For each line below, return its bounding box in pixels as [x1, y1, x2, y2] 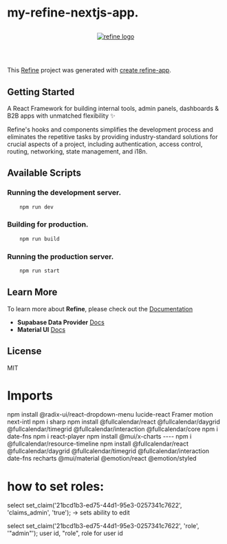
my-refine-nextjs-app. [7, 5, 139, 21]
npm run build [19, 236, 60, 242]
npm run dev [19, 203, 54, 211]
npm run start [19, 267, 60, 275]
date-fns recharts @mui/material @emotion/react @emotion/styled [7, 454, 197, 463]
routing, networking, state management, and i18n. [7, 147, 148, 156]
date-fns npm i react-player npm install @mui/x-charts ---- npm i [7, 432, 192, 441]
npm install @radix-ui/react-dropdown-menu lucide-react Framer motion [7, 410, 213, 419]
